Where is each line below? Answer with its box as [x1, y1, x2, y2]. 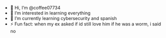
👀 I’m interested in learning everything [10, 10, 91, 16]
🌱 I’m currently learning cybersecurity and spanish [10, 15, 117, 21]
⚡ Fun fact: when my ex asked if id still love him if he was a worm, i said [10, 21, 161, 27]
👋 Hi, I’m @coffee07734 [10, 5, 60, 10]
